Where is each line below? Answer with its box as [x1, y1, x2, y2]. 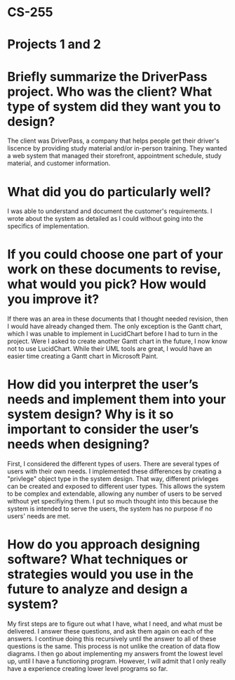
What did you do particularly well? [7, 184, 212, 200]
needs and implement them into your [7, 392, 227, 408]
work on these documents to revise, [7, 262, 221, 278]
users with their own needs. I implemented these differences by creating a [7, 467, 222, 475]
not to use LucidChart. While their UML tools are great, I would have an [7, 345, 213, 353]
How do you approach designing [7, 537, 201, 553]
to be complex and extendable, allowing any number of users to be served [7, 489, 222, 498]
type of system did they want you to [7, 98, 221, 115]
